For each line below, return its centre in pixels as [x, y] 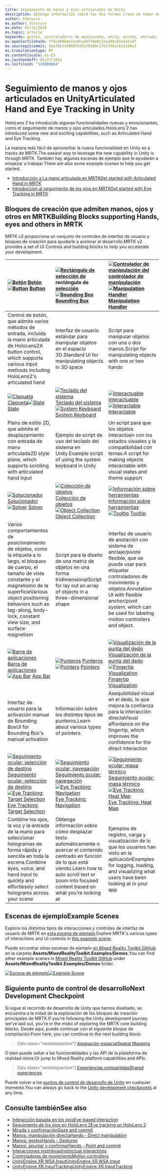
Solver [36, 507]
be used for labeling [131, 613]
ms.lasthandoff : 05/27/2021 [34, 60]
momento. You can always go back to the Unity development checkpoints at [81, 1087]
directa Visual [123, 718]
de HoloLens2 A [25, 346]
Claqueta [18, 402]
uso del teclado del [77, 441]
